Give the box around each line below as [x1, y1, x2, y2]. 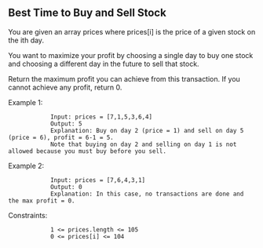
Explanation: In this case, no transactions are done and [49, 190, 244, 198]
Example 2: [8, 161, 45, 170]
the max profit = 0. [8, 196, 76, 205]
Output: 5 [49, 119, 82, 128]
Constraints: [8, 210, 48, 220]
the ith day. [8, 35, 45, 45]
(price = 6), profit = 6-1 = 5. [8, 133, 114, 141]
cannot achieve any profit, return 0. [8, 82, 122, 92]
